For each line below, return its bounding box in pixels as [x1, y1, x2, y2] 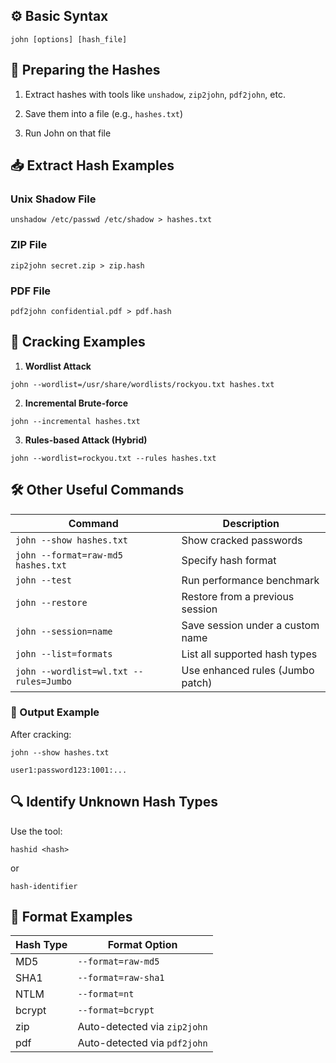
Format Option [107, 938, 178, 952]
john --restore [15, 597, 88, 608]
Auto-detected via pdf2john [77, 1036, 208, 1050]
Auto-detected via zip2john [77, 1020, 208, 1034]
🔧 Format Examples [10, 909, 133, 926]
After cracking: [10, 728, 72, 740]
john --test [15, 574, 73, 586]
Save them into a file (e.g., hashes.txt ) [24, 107, 184, 119]
